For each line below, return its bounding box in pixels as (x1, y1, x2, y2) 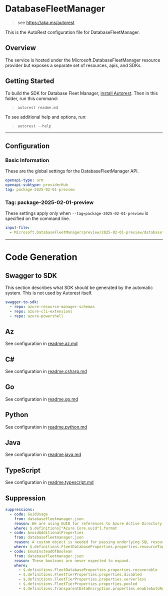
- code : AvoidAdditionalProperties (9, 530, 84, 535)
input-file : (5, 225, 30, 230)
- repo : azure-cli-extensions (9, 308, 72, 314)
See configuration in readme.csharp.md (5, 368, 87, 374)
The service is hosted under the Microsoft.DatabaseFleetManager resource (5, 57, 160, 63)
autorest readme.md (17, 105, 58, 110)
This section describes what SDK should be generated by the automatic (5, 284, 153, 290)
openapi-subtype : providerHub (5, 182, 68, 187)
